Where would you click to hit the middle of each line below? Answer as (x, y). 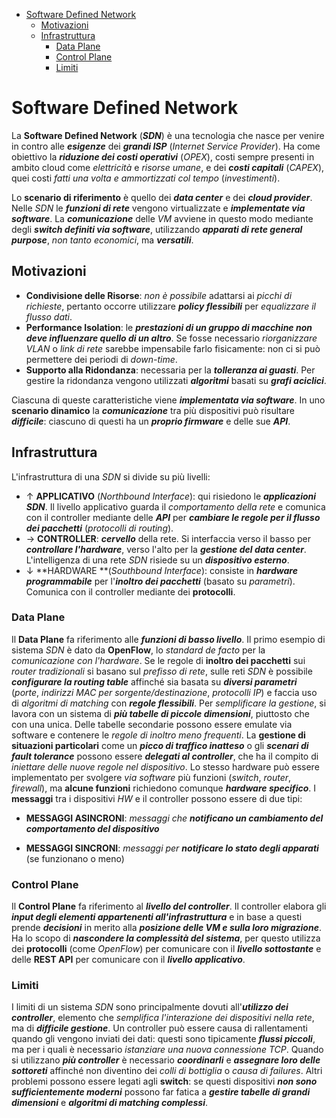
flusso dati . (49, 316)
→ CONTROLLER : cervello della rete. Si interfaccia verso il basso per (168, 538)
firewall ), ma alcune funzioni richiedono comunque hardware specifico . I (164, 788)
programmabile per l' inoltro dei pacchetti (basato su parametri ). (160, 581)
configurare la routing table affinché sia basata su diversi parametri (154, 681)
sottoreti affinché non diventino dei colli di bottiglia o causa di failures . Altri (167, 1071)
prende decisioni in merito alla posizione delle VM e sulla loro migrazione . (166, 928)
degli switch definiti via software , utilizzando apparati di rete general (157, 229)
